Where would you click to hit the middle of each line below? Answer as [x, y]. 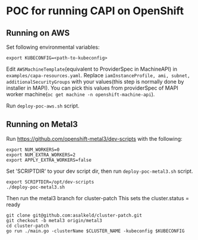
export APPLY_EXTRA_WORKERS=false [49, 160]
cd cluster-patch [28, 226]
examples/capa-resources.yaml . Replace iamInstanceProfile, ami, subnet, [98, 75]
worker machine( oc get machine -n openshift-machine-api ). [81, 94]
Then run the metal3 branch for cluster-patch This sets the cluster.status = [98, 198]
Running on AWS [38, 33]
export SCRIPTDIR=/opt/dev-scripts [50, 182]
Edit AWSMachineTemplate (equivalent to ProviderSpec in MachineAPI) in [92, 69]
